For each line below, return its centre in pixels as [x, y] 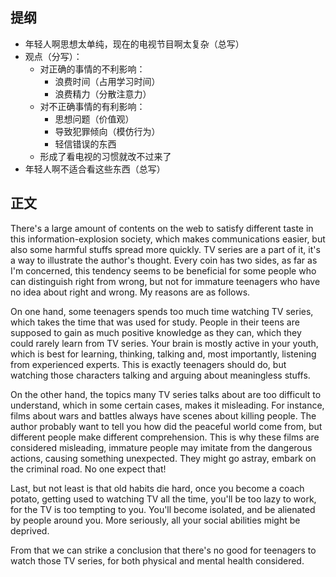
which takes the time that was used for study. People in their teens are [155, 322]
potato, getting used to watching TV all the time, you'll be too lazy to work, [163, 499]
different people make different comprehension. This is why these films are [165, 437]
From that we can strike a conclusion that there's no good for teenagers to [163, 550]
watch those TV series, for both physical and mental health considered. [157, 560]
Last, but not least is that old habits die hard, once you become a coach [157, 488]
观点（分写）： [53, 56]
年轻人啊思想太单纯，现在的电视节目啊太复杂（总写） [134, 44]
